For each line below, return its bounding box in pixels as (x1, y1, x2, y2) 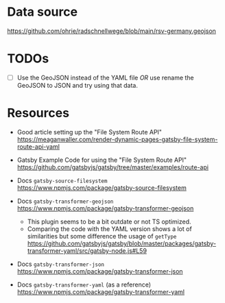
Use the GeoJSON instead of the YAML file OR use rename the (16, 73, 194, 82)
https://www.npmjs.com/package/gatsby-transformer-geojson (16, 204, 194, 213)
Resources (7, 106, 70, 121)
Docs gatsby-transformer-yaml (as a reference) (16, 280, 152, 289)
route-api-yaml (16, 142, 60, 151)
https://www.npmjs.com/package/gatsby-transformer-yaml (16, 287, 185, 295)
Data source (7, 4, 78, 20)
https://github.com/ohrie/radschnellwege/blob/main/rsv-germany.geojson (7, 27, 216, 35)
